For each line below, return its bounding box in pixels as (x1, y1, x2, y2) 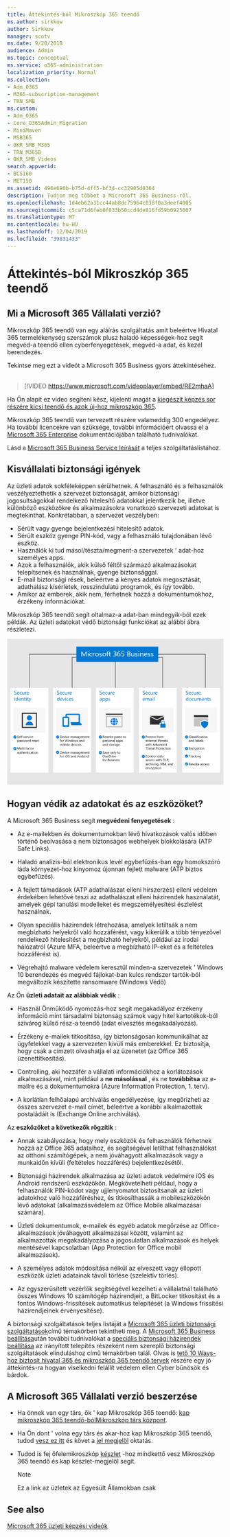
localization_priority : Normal (7, 69, 97, 76)
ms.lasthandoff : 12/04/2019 (7, 229, 88, 235)
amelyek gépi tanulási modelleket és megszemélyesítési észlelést (16, 900, 203, 908)
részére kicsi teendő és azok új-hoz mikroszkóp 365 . (7, 402, 157, 411)
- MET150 (7, 178, 32, 185)
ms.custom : (7, 105, 38, 113)
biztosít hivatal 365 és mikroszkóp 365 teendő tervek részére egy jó (19, 1356, 211, 1364)
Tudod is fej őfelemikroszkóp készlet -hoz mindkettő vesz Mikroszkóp (16, 1450, 215, 1458)
